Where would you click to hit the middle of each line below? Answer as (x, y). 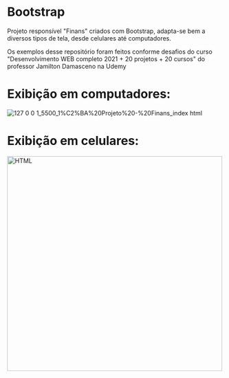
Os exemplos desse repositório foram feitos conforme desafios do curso (110, 52)
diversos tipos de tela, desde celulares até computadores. (89, 38)
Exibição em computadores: (89, 94)
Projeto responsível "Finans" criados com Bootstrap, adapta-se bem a (106, 31)
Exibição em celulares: (73, 141)
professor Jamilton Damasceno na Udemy (67, 66)
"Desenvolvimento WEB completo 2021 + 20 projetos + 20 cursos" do (106, 58)
